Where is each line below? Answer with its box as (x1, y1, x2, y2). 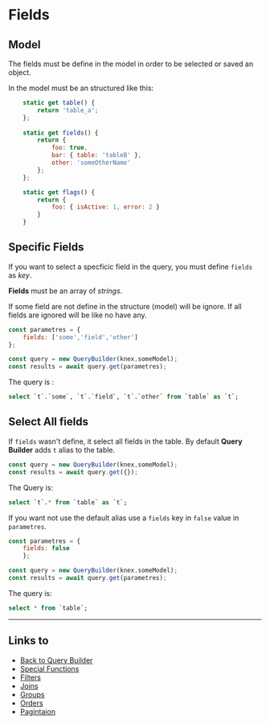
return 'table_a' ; (37, 106, 99, 114)
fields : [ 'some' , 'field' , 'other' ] (22, 333, 138, 341)
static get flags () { (22, 188, 95, 197)
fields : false (22, 544, 70, 552)
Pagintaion (19, 706, 56, 716)
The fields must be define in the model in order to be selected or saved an (8, 59, 254, 68)
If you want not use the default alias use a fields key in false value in (8, 513, 239, 523)
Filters (19, 672, 42, 682)
